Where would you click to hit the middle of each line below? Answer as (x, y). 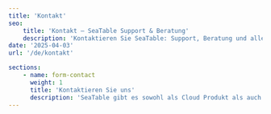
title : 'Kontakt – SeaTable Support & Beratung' (106, 31)
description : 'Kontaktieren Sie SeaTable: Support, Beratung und (135, 38)
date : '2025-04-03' (41, 46)
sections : (25, 68)
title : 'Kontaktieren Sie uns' (82, 90)
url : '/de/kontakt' (41, 53)
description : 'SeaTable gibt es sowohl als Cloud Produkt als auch (146, 97)
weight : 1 (46, 82)
